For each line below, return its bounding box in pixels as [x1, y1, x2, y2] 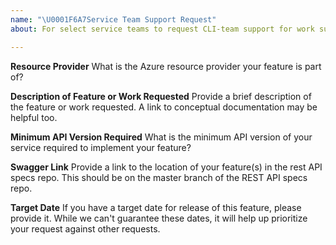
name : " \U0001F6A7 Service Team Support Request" [10, 14, 217, 25]
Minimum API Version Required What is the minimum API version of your [10, 131, 313, 143]
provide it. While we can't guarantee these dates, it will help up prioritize [10, 212, 308, 224]
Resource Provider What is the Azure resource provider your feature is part [10, 60, 322, 72]
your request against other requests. [10, 222, 161, 235]
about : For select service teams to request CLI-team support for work [10, 24, 315, 34]
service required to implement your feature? [10, 141, 192, 153]
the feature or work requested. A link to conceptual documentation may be [10, 101, 318, 113]
